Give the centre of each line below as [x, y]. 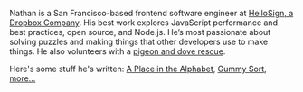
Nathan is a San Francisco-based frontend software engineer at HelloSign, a [151, 13]
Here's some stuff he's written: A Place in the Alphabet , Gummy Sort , [138, 69]
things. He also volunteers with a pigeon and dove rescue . [118, 51]
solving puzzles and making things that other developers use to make [139, 41]
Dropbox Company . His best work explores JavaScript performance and [144, 23]
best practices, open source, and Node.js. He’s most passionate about [140, 32]
